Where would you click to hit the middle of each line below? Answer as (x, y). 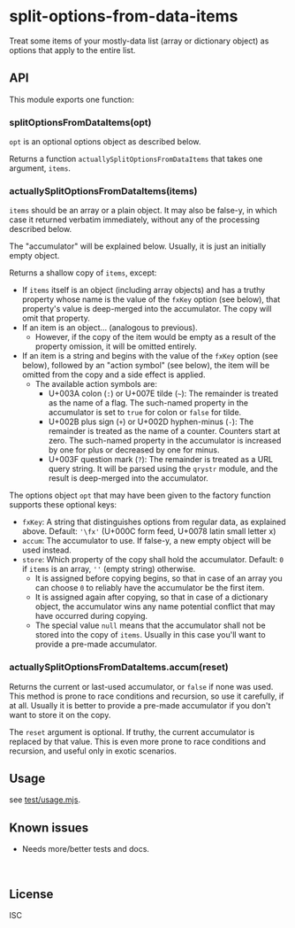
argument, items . (40, 168)
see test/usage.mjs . (45, 800)
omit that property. (56, 318)
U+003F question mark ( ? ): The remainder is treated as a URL (161, 460)
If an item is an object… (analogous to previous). (110, 328)
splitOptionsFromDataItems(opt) (80, 122)
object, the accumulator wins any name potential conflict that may (155, 607)
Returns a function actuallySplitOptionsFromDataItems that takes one (136, 159)
